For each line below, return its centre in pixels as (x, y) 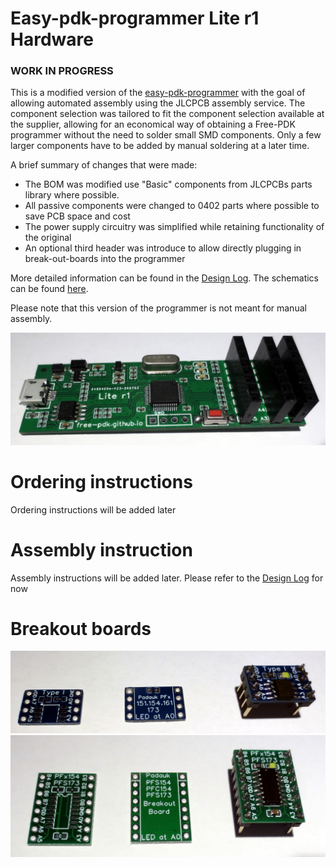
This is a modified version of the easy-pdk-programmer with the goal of (158, 93)
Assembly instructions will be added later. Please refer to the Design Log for (167, 578)
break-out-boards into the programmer (105, 259)
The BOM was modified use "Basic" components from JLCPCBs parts (168, 184)
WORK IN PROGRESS (62, 71)
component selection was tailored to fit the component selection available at (167, 114)
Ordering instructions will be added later (93, 509)
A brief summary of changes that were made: (104, 165)
